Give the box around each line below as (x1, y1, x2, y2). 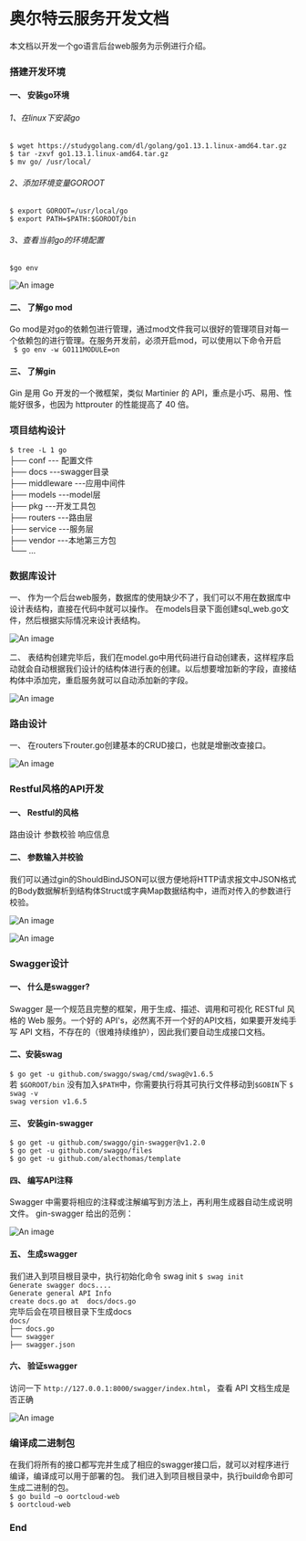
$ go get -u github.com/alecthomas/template (9, 1155, 181, 1164)
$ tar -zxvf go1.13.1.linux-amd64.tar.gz (9, 149, 169, 158)
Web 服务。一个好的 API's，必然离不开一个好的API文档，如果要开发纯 (26, 1015, 289, 1026)
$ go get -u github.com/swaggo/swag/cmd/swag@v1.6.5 (9, 1070, 214, 1079)
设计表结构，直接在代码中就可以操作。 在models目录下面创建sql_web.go (9, 604, 281, 615)
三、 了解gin (9, 365, 56, 376)
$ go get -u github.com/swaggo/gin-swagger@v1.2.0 (9, 1138, 206, 1147)
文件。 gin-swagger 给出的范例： (9, 1208, 134, 1219)
